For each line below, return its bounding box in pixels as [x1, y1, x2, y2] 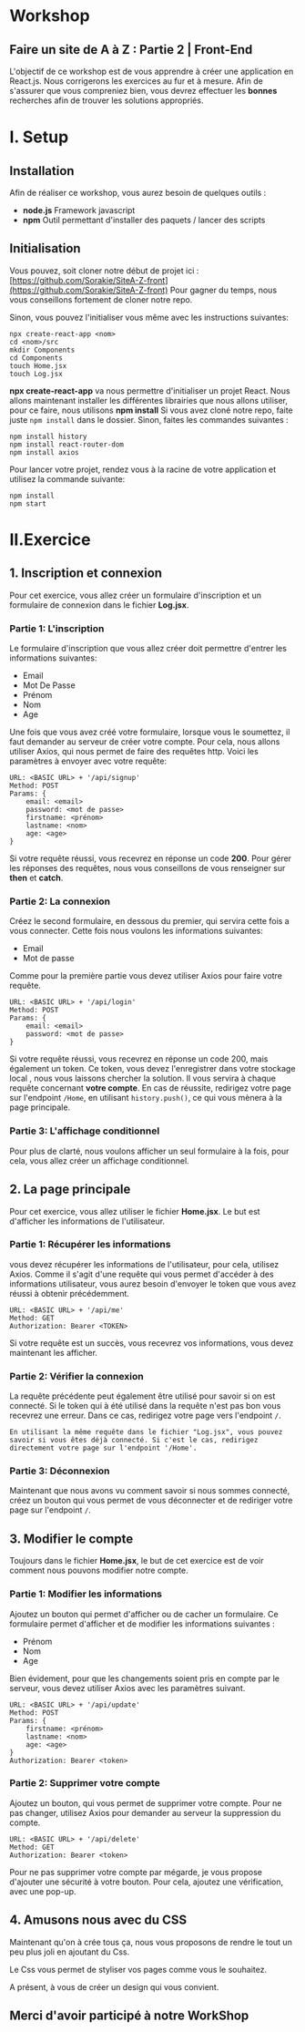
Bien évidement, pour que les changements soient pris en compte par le [9, 1673, 280, 1684]
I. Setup [9, 127, 69, 148]
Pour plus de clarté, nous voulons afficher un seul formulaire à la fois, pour [9, 1145, 290, 1156]
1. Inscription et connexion [9, 566, 162, 581]
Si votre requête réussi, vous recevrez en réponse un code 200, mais [9, 1053, 269, 1064]
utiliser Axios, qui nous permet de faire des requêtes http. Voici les [9, 746, 259, 757]
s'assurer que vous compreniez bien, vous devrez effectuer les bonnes [9, 86, 278, 96]
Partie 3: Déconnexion [9, 1464, 110, 1477]
